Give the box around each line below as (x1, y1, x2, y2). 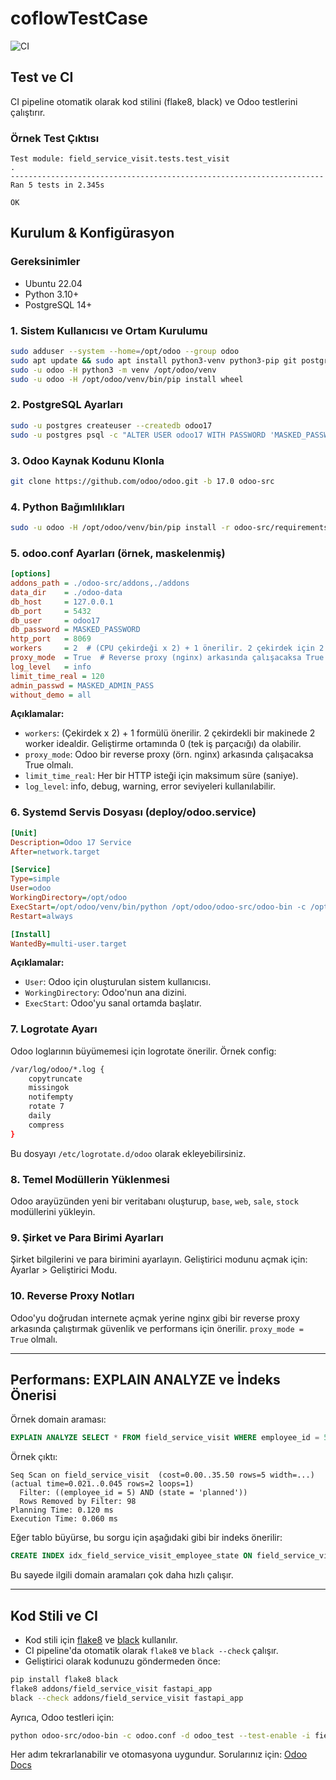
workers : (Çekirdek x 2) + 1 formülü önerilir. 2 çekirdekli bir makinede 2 (24, 727, 316, 739)
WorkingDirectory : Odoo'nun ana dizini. (24, 987, 187, 999)
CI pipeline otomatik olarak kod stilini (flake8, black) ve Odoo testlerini (10, 95, 298, 107)
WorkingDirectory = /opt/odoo (10, 893, 128, 903)
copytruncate (28, 1073, 83, 1084)
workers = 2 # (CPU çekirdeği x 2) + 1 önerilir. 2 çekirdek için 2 (10, 643, 325, 654)
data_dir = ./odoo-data (10, 587, 123, 597)
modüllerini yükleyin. (10, 1205, 96, 1217)
